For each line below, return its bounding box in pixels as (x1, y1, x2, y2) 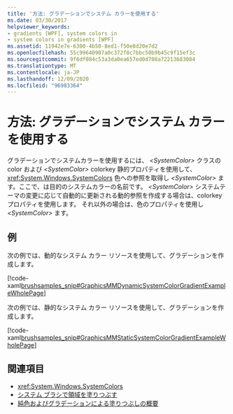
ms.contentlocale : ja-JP (7, 69, 80, 76)
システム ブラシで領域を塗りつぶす (17, 390, 118, 399)
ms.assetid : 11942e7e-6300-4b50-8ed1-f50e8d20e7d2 (7, 43, 158, 50)
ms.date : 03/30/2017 (7, 17, 68, 24)
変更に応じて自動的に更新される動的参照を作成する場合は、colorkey (25, 191, 223, 200)
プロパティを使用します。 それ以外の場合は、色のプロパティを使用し (7, 200, 204, 209)
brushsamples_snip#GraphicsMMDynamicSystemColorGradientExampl (20, 282, 226, 289)
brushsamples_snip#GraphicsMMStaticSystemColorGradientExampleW (20, 333, 226, 342)
